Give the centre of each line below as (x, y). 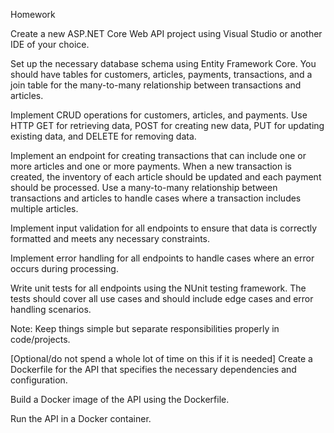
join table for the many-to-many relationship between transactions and (156, 85)
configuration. (39, 380)
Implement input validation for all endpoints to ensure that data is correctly (164, 228)
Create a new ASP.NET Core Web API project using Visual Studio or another (166, 33)
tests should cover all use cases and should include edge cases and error (162, 298)
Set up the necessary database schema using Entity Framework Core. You (163, 63)
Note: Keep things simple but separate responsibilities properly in (145, 328)
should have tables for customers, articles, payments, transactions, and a (161, 74)
